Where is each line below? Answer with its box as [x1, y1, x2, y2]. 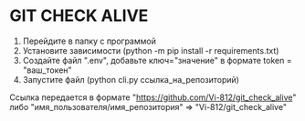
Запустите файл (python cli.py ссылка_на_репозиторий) [22, 74, 240, 85]
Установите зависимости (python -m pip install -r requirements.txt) [22, 45, 279, 55]
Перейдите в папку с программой [22, 35, 157, 46]
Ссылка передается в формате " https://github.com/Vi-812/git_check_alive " [9, 92, 297, 103]
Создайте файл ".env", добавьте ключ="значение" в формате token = [22, 55, 292, 66]
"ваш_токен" [22, 65, 72, 76]
